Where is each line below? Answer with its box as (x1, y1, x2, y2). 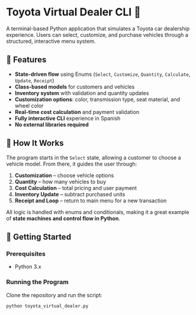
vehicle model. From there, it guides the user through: (6, 160, 137, 167)
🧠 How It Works (6, 138, 64, 148)
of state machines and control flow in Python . (6, 215, 120, 222)
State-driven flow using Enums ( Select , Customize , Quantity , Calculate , (14, 71, 191, 78)
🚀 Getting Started (6, 231, 72, 242)
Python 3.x (14, 263, 41, 271)
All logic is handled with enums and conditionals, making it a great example (6, 208, 189, 215)
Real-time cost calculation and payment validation (14, 108, 140, 115)
